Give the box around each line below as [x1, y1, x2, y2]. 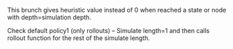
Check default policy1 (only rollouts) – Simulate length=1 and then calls [7, 27, 210, 35]
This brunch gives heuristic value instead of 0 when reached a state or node [7, 6, 227, 14]
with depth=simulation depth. [7, 13, 92, 21]
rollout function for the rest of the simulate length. [7, 34, 151, 42]
